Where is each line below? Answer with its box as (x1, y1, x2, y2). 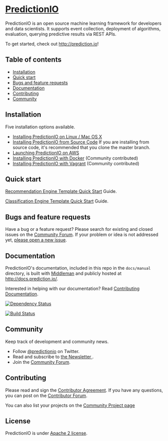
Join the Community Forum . (12, 359, 71, 365)
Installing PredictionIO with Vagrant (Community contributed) (12, 160, 140, 166)
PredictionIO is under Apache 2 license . (5, 430, 88, 436)
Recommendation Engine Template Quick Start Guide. (5, 188, 117, 194)
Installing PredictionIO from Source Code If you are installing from (12, 139, 150, 145)
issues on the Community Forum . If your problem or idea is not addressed (5, 231, 159, 238)
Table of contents (5, 56, 62, 64)
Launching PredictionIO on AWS (12, 150, 79, 156)
